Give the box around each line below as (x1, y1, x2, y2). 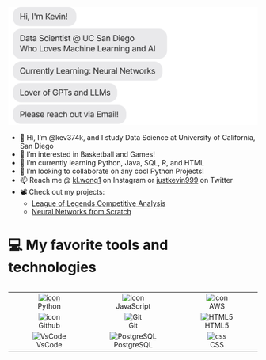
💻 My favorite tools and (8, 237, 169, 254)
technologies (8, 259, 97, 276)
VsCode (36, 340, 63, 350)
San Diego (19, 142, 54, 151)
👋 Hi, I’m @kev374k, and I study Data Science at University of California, (19, 133, 256, 142)
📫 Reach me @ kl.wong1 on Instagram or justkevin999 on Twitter (19, 176, 234, 185)
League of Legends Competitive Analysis (31, 199, 166, 208)
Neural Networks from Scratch (31, 207, 132, 217)
